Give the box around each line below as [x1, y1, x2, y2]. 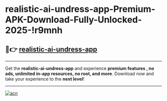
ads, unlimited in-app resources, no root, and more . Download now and [5, 71, 154, 77]
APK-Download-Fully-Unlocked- [5, 14, 142, 25]
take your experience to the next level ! [5, 76, 84, 82]
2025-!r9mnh [5, 25, 63, 36]
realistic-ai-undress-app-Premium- [5, 3, 156, 15]
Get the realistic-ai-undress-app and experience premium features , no [5, 66, 155, 71]
